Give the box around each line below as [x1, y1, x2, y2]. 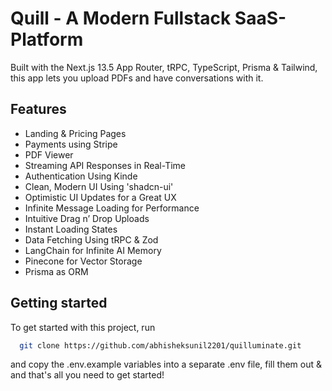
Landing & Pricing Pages [24, 127, 127, 139]
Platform [10, 28, 84, 51]
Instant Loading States [24, 223, 118, 235]
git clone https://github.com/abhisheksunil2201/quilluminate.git [19, 340, 302, 351]
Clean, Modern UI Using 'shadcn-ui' [24, 180, 174, 192]
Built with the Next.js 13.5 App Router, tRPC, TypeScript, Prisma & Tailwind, [10, 61, 318, 73]
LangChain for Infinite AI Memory [24, 244, 162, 256]
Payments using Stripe [24, 138, 118, 150]
